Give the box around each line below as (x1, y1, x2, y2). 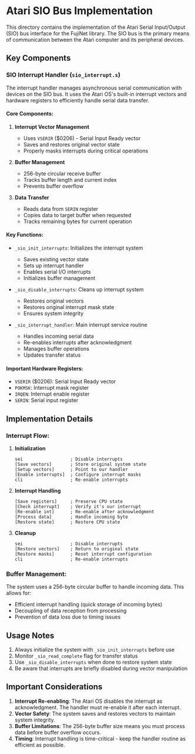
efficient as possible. (14, 741, 65, 748)
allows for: (6, 590, 32, 597)
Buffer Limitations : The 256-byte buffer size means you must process (14, 722, 185, 729)
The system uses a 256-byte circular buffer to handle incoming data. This (6, 583, 184, 590)
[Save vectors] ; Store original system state (14, 461, 147, 467)
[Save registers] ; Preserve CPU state (14, 499, 123, 504)
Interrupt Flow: (6, 431, 50, 440)
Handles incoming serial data (23, 333, 94, 340)
